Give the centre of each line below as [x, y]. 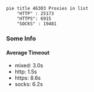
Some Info [21, 38]
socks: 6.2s [29, 84]
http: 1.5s [26, 72]
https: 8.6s [28, 78]
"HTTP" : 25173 [35, 13]
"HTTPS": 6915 [34, 19]
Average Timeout [28, 52]
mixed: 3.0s [29, 66]
